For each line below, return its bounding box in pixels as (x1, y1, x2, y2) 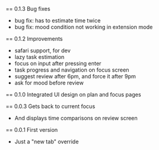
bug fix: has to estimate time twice (14, 17, 101, 24)
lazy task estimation (14, 53, 65, 60)
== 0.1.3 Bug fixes (5, 5, 51, 12)
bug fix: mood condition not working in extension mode (14, 24, 153, 30)
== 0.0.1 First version (5, 126, 58, 133)
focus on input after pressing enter (14, 60, 101, 67)
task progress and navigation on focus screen (14, 66, 130, 73)
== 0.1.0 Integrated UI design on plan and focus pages (5, 91, 141, 98)
